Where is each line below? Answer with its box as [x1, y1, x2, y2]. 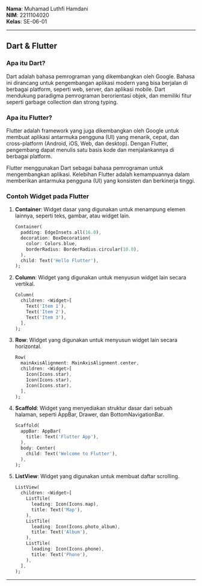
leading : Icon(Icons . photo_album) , [31, 523, 121, 529]
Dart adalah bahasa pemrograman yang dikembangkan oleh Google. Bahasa [6, 72, 195, 80]
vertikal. [14, 280, 35, 288]
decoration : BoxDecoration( [20, 235, 91, 242]
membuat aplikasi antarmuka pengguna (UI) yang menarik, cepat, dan [6, 133, 179, 140]
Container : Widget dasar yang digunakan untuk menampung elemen [14, 206, 186, 213]
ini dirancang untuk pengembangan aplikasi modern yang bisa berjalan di [6, 79, 188, 86]
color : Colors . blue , [26, 240, 78, 246]
